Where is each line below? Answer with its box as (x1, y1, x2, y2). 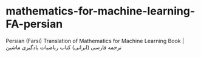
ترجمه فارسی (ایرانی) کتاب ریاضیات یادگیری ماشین (5, 44, 122, 51)
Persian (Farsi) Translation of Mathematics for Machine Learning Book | (5, 37, 185, 44)
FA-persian (5, 17, 63, 31)
